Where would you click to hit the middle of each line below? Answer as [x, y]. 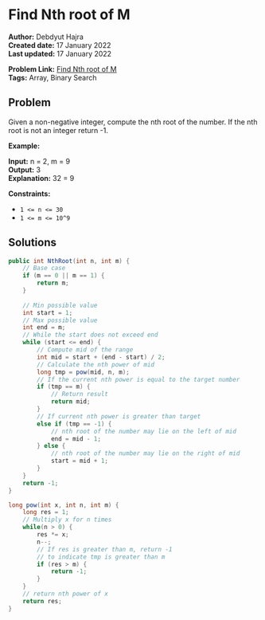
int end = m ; [44, 328]
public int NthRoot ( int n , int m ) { [69, 261]
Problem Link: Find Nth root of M [62, 69]
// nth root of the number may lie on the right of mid [145, 453]
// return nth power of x [66, 594]
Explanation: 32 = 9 [41, 178]
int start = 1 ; [48, 312]
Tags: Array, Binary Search [53, 77]
